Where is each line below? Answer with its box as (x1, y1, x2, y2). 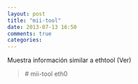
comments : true (7, 30, 52, 37)
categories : (7, 37, 42, 44)
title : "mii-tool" (7, 17, 61, 24)
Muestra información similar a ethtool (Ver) (7, 56, 132, 64)
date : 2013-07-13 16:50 (7, 23, 77, 30)
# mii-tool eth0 (24, 70, 68, 78)
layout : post (7, 10, 46, 18)
